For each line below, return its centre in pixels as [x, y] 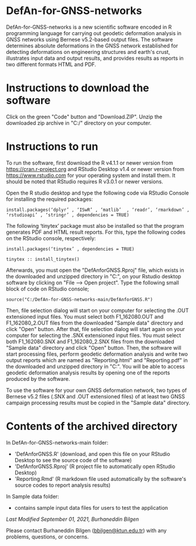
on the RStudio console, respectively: [51, 238]
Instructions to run [52, 147]
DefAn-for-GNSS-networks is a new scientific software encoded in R [89, 27]
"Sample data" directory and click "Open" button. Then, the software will [94, 347]
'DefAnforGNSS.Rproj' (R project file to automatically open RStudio [95, 466]
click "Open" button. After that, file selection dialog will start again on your [96, 329]
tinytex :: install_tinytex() [43, 259]
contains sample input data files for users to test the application [91, 507]
